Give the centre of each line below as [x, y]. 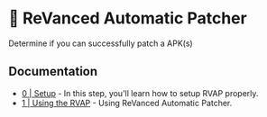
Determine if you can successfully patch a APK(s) [101, 43]
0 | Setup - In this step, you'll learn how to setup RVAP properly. [140, 93]
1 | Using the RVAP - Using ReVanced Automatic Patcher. [127, 103]
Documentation [53, 72]
